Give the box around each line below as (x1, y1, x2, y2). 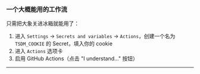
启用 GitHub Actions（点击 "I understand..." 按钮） (14, 55, 138, 62)
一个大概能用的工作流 (6, 5, 67, 13)
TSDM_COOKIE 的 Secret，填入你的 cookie (14, 40, 113, 47)
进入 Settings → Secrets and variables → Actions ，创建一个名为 (14, 33, 176, 40)
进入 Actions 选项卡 (14, 48, 63, 55)
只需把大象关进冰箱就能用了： (6, 20, 79, 27)
